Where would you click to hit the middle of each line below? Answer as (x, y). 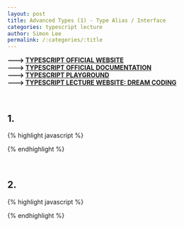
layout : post (27, 14)
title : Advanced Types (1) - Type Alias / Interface (87, 20)
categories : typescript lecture (55, 27)
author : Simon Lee (34, 33)
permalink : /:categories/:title (55, 40)
